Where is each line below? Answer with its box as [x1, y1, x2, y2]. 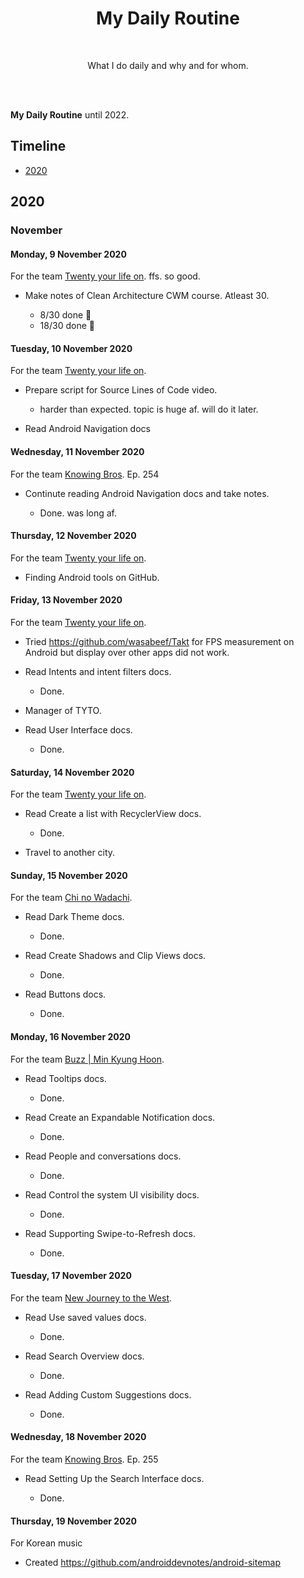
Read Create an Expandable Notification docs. [24, 1111, 216, 1123]
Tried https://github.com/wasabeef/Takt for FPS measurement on [24, 636, 295, 648]
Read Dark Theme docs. [24, 911, 125, 923]
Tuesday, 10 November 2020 [10, 342, 133, 354]
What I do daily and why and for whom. [87, 59, 249, 71]
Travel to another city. [24, 847, 116, 859]
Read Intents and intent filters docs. [24, 666, 172, 678]
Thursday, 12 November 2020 [10, 530, 137, 542]
